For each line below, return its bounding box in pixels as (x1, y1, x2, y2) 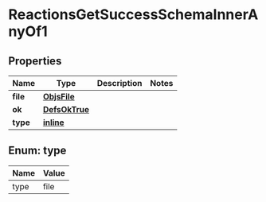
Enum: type (8, 144, 67, 157)
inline (42, 117, 65, 128)
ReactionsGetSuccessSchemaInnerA (8, 6, 259, 24)
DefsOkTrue (42, 104, 90, 115)
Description (96, 78, 143, 88)
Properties (8, 54, 62, 68)
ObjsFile (42, 91, 75, 102)
